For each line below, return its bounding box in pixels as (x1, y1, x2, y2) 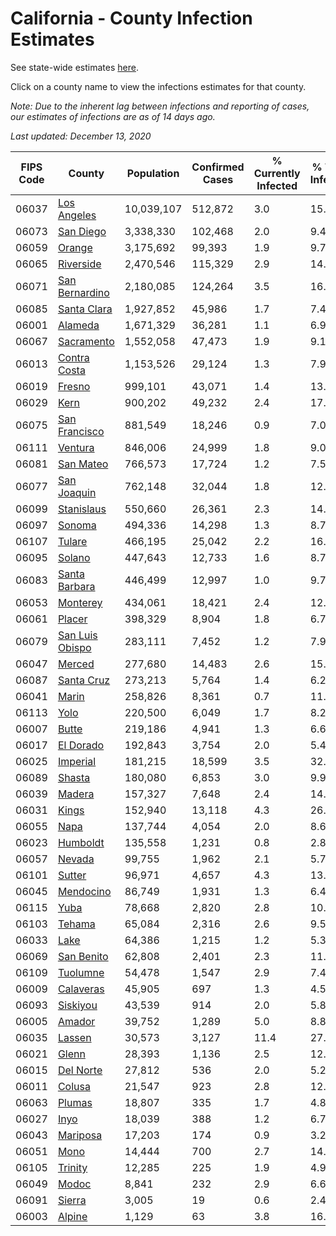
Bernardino (57, 285, 110, 299)
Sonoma (57, 518, 97, 532)
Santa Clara (57, 302, 113, 316)
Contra (57, 350, 90, 364)
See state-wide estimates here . (10, 61, 139, 73)
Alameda (57, 318, 100, 332)
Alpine (57, 1209, 88, 1223)
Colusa (57, 1079, 91, 1093)
